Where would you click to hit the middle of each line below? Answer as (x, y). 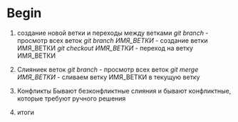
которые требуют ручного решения (71, 98)
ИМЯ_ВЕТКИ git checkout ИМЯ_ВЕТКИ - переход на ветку (105, 48)
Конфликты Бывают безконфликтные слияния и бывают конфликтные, (124, 91)
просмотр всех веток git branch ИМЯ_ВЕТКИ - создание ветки (112, 40)
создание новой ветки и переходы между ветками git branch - (113, 33)
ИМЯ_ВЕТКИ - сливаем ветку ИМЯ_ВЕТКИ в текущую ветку (108, 77)
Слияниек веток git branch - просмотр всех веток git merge (108, 69)
